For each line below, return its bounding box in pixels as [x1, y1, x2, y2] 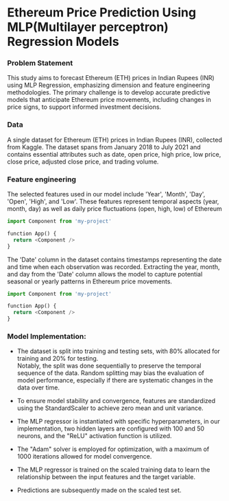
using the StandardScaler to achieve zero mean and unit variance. [16, 404, 204, 412]
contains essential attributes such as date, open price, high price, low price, [7, 150, 221, 158]
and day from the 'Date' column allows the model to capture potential [7, 270, 203, 278]
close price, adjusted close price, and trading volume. [7, 157, 159, 166]
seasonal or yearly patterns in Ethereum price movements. [7, 277, 173, 285]
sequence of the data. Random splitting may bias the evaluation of [16, 369, 204, 377]
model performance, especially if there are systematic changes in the [16, 376, 214, 385]
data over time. [16, 383, 60, 391]
